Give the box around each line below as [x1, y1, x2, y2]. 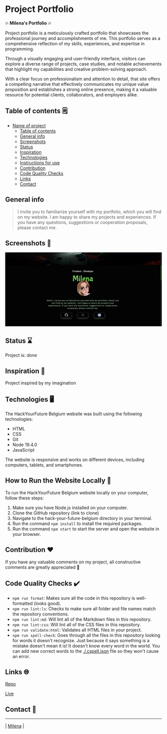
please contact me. [17, 225, 57, 231]
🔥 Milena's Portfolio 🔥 [5, 20, 51, 26]
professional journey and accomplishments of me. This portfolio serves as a [5, 35, 161, 41]
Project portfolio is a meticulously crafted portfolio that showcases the [5, 30, 149, 36]
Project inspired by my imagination [5, 380, 76, 386]
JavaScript [12, 447, 35, 453]
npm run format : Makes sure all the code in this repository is [12, 595, 135, 601]
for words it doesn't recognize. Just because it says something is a [12, 637, 150, 643]
